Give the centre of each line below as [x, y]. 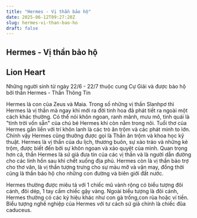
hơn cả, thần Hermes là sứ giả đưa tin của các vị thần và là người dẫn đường [99, 155]
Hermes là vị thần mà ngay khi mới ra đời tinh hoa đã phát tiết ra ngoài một [97, 111]
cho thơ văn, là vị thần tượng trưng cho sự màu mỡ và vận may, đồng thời [95, 167]
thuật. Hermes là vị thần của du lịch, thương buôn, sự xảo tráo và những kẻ [97, 142]
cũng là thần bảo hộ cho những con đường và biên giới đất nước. [85, 174]
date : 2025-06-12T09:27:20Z [41, 17]
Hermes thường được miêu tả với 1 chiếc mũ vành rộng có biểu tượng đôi [95, 185]
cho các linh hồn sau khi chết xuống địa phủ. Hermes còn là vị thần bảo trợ [98, 161]
